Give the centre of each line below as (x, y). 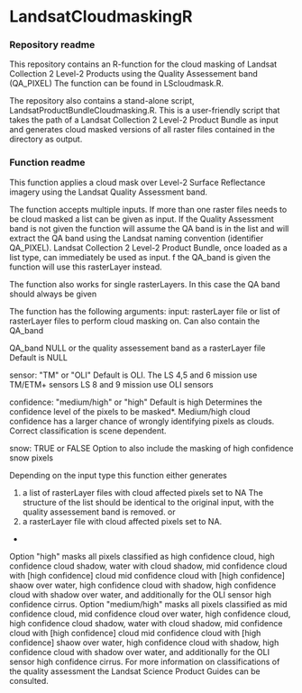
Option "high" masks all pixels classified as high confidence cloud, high (142, 556)
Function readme (47, 162)
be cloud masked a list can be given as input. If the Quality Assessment (142, 219)
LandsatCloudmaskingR (101, 17)
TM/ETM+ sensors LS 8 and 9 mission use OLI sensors (111, 384)
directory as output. (46, 139)
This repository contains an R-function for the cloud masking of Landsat (143, 64)
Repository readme (52, 45)
